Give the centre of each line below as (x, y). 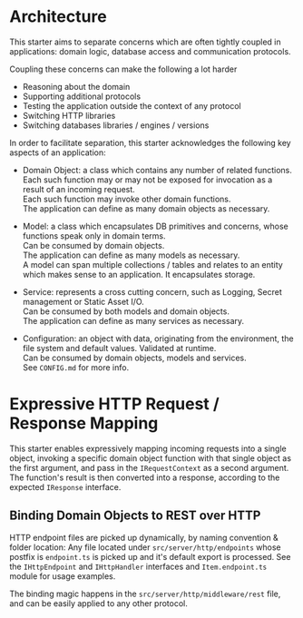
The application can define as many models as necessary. (131, 255)
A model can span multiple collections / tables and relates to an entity (152, 264)
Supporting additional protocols (82, 96)
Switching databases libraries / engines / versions (116, 125)
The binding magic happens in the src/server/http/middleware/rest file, (145, 593)
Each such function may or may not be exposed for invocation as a (147, 180)
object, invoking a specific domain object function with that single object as (151, 458)
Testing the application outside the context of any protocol (132, 105)
